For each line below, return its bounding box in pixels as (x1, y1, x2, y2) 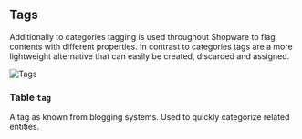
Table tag (9, 91, 52, 104)
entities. (9, 122, 39, 133)
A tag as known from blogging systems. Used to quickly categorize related (9, 112, 290, 123)
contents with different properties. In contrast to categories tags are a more (9, 41, 294, 52)
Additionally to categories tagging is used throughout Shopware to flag (9, 31, 276, 42)
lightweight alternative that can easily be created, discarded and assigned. (9, 50, 290, 62)
